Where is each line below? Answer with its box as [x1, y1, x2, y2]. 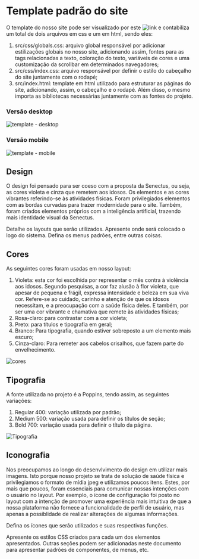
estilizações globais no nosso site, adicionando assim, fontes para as [14, 48, 184, 55]
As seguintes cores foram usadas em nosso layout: [6, 265, 131, 272]
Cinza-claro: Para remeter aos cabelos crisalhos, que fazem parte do [14, 340, 184, 347]
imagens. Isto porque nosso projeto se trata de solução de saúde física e [6, 472, 185, 479]
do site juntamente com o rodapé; [14, 73, 98, 80]
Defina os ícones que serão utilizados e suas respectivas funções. [6, 521, 169, 529]
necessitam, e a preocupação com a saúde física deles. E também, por [14, 302, 189, 309]
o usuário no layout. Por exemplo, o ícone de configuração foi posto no [6, 491, 180, 498]
